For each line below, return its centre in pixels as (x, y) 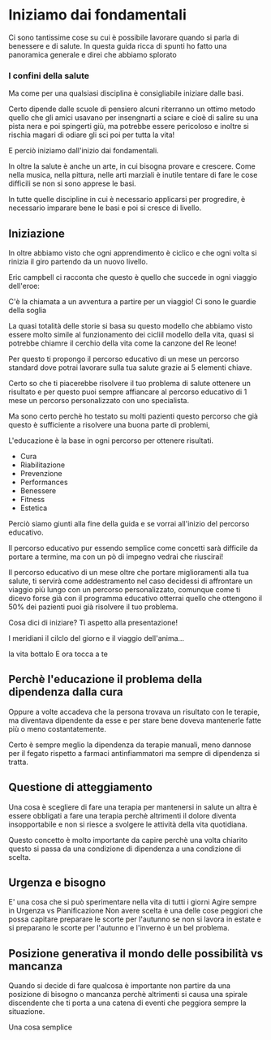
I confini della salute (49, 75)
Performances (44, 482)
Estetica (34, 508)
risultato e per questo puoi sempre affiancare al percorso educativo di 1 (128, 392)
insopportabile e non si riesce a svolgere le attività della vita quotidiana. (128, 824)
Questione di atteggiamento (80, 787)
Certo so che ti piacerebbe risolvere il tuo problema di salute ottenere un (130, 384)
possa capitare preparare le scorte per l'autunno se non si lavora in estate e (135, 919)
